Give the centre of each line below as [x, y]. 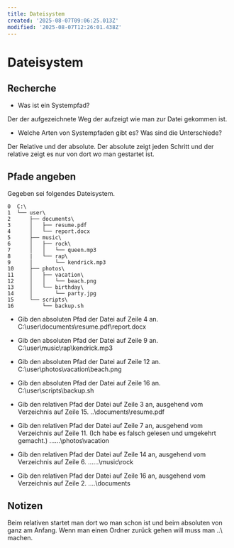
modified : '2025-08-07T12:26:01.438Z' [65, 27]
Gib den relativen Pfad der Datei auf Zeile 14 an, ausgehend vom [112, 454]
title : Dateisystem [36, 14]
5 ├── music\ [34, 238]
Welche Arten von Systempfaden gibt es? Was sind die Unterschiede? [119, 133]
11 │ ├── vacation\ [45, 275]
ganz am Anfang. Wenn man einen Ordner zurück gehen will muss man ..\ [115, 530]
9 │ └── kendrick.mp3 [57, 263]
